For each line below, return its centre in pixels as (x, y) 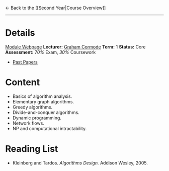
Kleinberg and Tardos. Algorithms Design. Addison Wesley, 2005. (80, 163)
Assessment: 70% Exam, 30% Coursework (51, 52)
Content (23, 82)
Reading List (32, 149)
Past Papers (25, 62)
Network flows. (28, 123)
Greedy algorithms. (32, 107)
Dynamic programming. (37, 118)
